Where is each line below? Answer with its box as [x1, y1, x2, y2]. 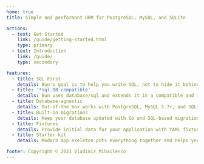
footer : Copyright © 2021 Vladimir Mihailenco [6, 149, 126, 155]
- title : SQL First [12, 76, 61, 82]
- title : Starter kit [12, 132, 67, 138]
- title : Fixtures [12, 120, 59, 127]
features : [6, 70, 32, 76]
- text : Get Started [12, 31, 64, 37]
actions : [6, 25, 29, 31]
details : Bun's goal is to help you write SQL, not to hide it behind [17, 81, 200, 88]
